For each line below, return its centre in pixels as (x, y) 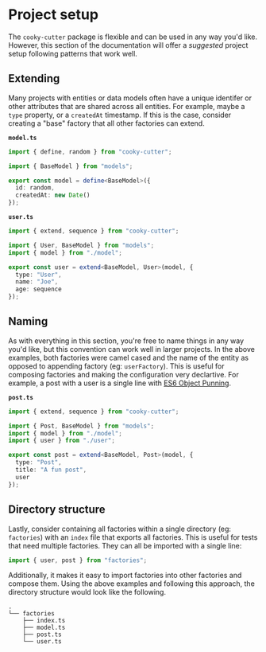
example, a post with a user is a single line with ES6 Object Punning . (120, 383)
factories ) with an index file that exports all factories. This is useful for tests (133, 537)
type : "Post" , (39, 463)
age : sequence (39, 289)
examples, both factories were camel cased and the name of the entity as (129, 357)
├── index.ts (44, 621)
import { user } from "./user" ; (62, 441)
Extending (34, 78)
